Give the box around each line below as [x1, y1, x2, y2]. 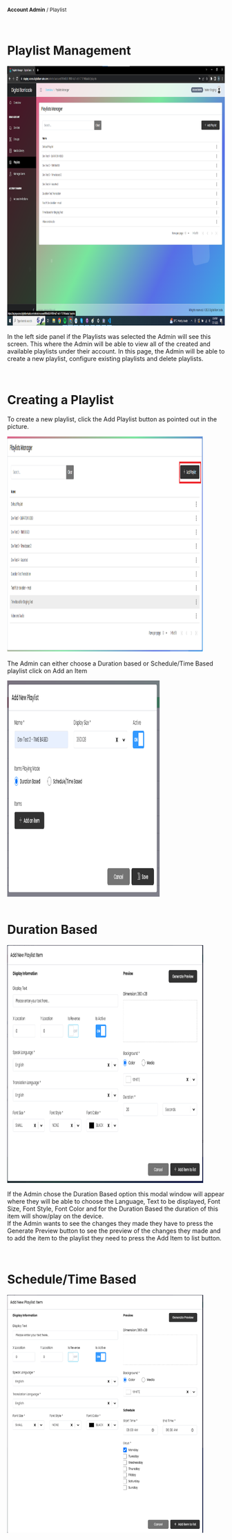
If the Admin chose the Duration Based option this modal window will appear [7, 1189, 224, 1198]
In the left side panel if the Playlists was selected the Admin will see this [7, 332, 211, 340]
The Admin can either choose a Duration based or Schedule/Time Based [7, 659, 213, 668]
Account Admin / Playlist [7, 6, 67, 13]
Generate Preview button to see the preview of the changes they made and [7, 1227, 221, 1235]
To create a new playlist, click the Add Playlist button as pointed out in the [7, 414, 217, 423]
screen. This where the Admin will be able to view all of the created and [7, 340, 211, 348]
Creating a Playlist [7, 392, 114, 408]
